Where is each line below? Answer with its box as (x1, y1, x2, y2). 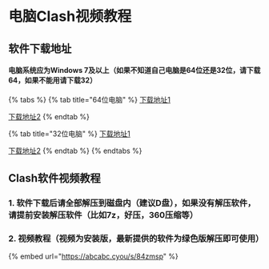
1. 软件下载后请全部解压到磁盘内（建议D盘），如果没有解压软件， (8, 198, 256, 209)
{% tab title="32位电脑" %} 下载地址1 (8, 129, 130, 139)
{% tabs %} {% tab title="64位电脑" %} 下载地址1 (8, 94, 171, 104)
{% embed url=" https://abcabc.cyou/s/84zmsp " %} (8, 251, 179, 261)
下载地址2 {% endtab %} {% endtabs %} (8, 146, 143, 155)
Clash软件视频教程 (8, 171, 102, 185)
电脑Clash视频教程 (8, 7, 132, 26)
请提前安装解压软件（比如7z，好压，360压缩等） (8, 210, 199, 221)
